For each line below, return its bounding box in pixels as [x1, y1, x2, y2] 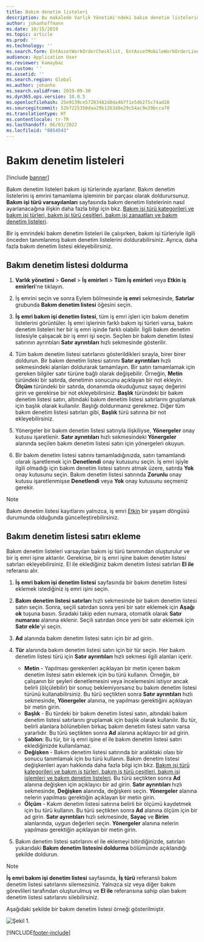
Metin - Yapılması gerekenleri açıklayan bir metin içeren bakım [24, 664, 181, 672]
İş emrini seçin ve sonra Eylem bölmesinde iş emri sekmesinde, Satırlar [15, 294, 195, 301]
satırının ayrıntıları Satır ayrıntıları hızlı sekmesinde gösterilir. [15, 339, 167, 346]
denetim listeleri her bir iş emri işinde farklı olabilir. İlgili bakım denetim [15, 326, 191, 333]
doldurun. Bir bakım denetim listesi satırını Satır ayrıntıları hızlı [15, 357, 171, 364]
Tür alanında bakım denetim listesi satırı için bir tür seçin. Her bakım [15, 646, 185, 653]
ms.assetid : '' [6, 71, 45, 77]
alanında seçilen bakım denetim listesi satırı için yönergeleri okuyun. [15, 439, 185, 447]
